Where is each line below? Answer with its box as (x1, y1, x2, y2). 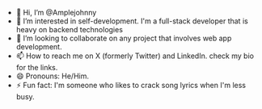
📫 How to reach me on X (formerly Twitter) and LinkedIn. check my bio (15, 51, 255, 61)
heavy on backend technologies (15, 25, 124, 34)
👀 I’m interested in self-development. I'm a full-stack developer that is (15, 16, 248, 26)
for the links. (15, 63, 58, 72)
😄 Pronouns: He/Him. (15, 71, 89, 81)
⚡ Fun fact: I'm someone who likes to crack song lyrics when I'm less (15, 81, 247, 90)
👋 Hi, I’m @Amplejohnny (15, 8, 97, 17)
